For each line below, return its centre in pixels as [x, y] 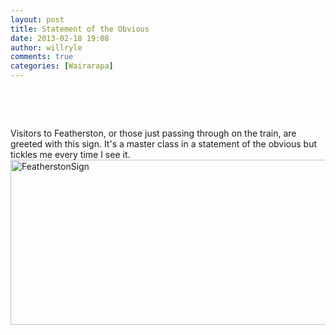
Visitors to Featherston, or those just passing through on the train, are [153, 133]
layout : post [37, 19]
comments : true [42, 57]
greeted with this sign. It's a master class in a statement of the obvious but [164, 144]
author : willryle [46, 47]
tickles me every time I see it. [70, 154]
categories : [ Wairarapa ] [62, 66]
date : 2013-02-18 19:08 [60, 38]
